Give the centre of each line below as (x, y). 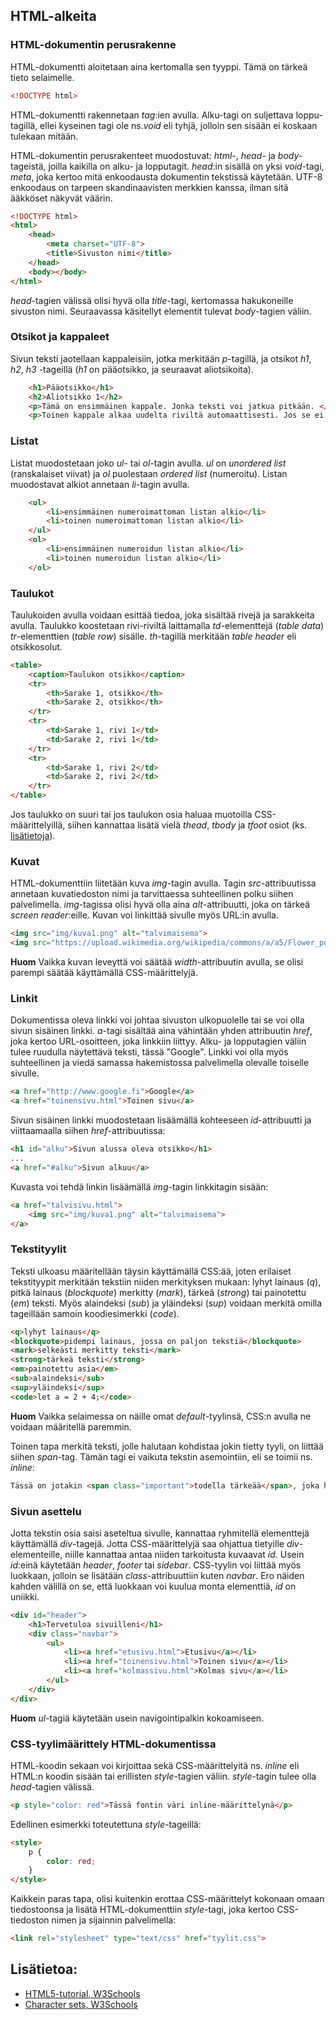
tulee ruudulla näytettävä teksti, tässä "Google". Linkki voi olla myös (149, 1052)
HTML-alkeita (53, 16)
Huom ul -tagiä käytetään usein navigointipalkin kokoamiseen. (137, 1718)
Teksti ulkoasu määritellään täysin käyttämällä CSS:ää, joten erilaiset (151, 1271)
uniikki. (25, 1596)
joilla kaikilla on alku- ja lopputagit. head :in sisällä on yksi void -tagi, (186, 166)
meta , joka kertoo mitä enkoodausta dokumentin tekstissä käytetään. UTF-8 (166, 176)
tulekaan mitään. (44, 136)
